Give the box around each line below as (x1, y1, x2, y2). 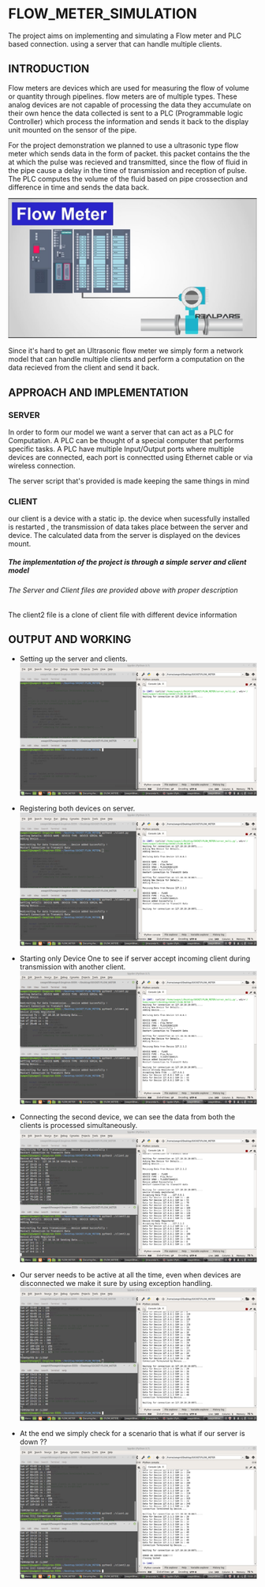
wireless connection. (8, 461, 77, 470)
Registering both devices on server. (19, 803, 136, 814)
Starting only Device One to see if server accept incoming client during (19, 953, 251, 963)
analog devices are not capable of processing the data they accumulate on (8, 100, 252, 109)
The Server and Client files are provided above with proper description (8, 585, 238, 595)
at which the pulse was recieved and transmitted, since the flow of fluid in (8, 157, 248, 167)
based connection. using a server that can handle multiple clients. (8, 39, 222, 48)
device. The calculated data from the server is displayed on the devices (8, 531, 241, 540)
